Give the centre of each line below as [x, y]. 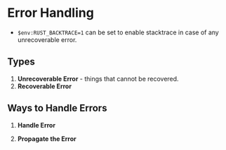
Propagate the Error [47, 139]
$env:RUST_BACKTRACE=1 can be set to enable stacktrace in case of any [118, 32]
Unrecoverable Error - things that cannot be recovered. [98, 79]
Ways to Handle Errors [57, 108]
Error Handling [51, 13]
